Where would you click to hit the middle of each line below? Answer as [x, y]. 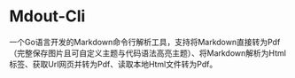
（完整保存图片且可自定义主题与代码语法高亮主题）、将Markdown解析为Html [147, 53]
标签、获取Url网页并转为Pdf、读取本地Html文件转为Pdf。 [113, 64]
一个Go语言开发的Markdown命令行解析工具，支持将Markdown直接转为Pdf [145, 42]
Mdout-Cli [47, 16]
